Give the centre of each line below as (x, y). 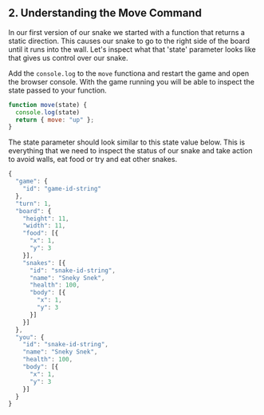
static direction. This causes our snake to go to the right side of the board (129, 41)
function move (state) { (48, 105)
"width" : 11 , (44, 226)
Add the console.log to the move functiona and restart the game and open (129, 73)
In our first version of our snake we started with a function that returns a (127, 32)
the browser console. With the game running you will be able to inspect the (132, 81)
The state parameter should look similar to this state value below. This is (127, 142)
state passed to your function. (58, 90)
